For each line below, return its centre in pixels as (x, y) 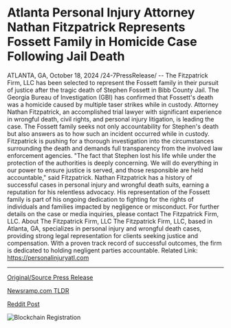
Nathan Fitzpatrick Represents (96, 27)
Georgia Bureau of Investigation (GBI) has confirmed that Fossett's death (110, 97)
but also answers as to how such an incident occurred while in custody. (108, 133)
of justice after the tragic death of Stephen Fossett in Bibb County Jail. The (113, 90)
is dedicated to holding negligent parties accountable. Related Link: (102, 250)
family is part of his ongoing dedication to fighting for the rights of (100, 199)
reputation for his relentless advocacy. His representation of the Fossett (109, 192)
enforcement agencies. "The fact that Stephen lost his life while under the (112, 155)
